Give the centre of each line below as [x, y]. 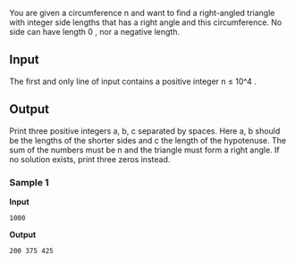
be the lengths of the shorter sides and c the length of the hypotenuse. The [148, 140]
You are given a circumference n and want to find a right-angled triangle [142, 13]
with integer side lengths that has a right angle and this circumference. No [146, 22]
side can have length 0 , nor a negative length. [95, 32]
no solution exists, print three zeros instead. [90, 159]
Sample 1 [29, 182]
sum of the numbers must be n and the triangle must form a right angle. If [144, 150]
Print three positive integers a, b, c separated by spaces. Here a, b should [145, 131]
